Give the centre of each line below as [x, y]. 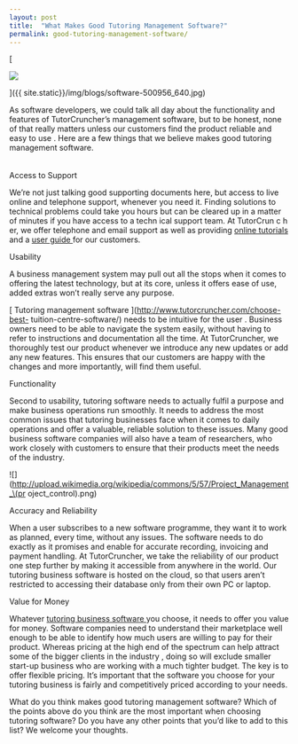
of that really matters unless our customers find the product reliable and [141, 129]
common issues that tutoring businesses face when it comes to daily [134, 419]
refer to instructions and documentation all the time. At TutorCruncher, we [144, 338]
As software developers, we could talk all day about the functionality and [142, 110]
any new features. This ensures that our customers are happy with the [137, 356]
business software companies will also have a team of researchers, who [141, 438]
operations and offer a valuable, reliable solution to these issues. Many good [149, 429]
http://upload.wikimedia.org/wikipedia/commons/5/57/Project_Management [150, 483]
